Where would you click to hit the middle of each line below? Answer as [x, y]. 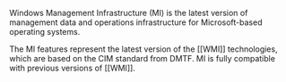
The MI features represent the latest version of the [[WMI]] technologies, [143, 49]
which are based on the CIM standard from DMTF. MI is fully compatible [143, 58]
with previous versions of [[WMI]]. [73, 68]
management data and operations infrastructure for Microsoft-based [136, 22]
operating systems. [45, 32]
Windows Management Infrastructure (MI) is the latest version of [129, 13]
